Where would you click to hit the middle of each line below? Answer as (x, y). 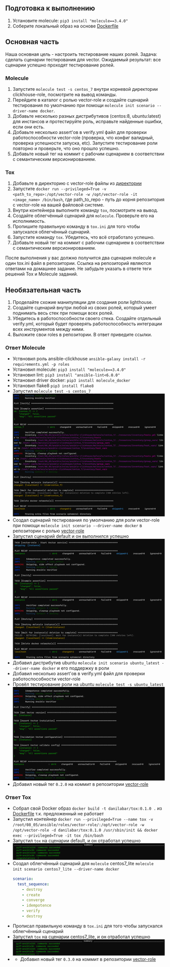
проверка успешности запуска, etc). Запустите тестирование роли (85, 143)
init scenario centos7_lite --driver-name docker (66, 869)
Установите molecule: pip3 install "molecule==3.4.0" (70, 20)
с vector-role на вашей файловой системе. (58, 205)
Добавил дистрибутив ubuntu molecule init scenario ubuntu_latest (86, 663)
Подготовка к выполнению (50, 8)
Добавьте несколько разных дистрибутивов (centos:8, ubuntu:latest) (87, 116)
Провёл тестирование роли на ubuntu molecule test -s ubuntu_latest (88, 684)
